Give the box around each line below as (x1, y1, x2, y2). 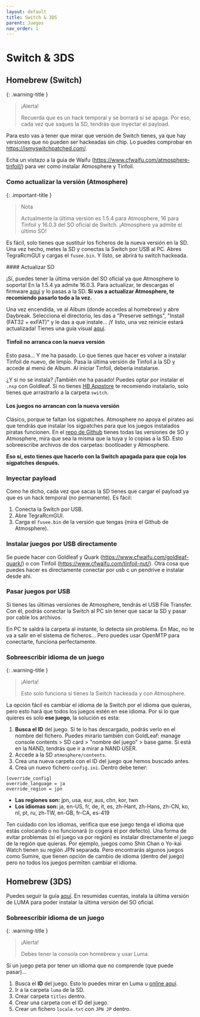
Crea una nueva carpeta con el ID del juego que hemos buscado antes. (14, 758, 190, 765)
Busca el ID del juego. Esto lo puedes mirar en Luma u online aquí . (14, 980, 178, 987)
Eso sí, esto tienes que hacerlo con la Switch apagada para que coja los (6, 453, 187, 460)
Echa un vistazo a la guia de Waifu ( (6, 156, 94, 164)
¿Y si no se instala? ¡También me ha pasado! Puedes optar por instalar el (6, 376, 184, 383)
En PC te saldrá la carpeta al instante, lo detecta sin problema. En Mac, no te (6, 625, 195, 632)
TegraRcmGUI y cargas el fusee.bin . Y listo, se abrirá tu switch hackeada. (6, 252, 188, 259)
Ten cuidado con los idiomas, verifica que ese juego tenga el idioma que (6, 821, 184, 828)
